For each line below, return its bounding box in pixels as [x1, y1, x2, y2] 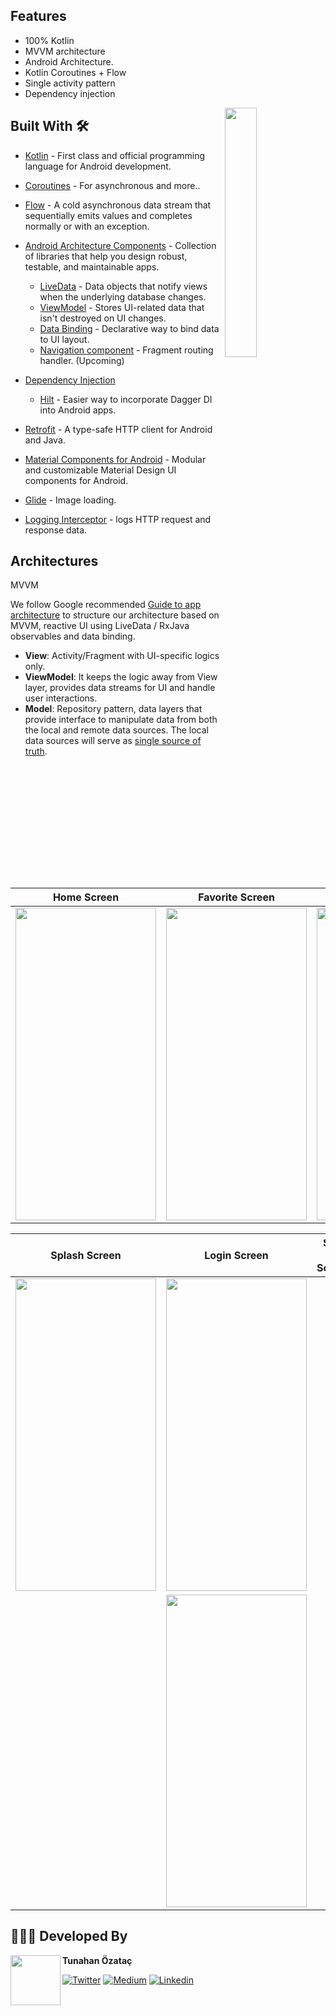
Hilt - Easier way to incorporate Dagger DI [39, 393, 213, 405]
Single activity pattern [24, 77, 116, 89]
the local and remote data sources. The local [24, 724, 209, 736]
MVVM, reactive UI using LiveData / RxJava [10, 620, 190, 632]
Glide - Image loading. [24, 494, 117, 506]
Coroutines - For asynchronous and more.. [24, 179, 201, 191]
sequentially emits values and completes [24, 209, 193, 221]
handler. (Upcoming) [39, 354, 125, 366]
